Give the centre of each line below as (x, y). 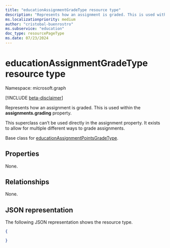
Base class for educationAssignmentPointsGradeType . (62, 138)
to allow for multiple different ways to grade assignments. (65, 128)
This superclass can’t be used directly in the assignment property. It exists (83, 122)
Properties (22, 154)
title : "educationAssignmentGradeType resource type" (63, 10)
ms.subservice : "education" (35, 29)
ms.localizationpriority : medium (40, 19)
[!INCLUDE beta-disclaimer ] (34, 98)
